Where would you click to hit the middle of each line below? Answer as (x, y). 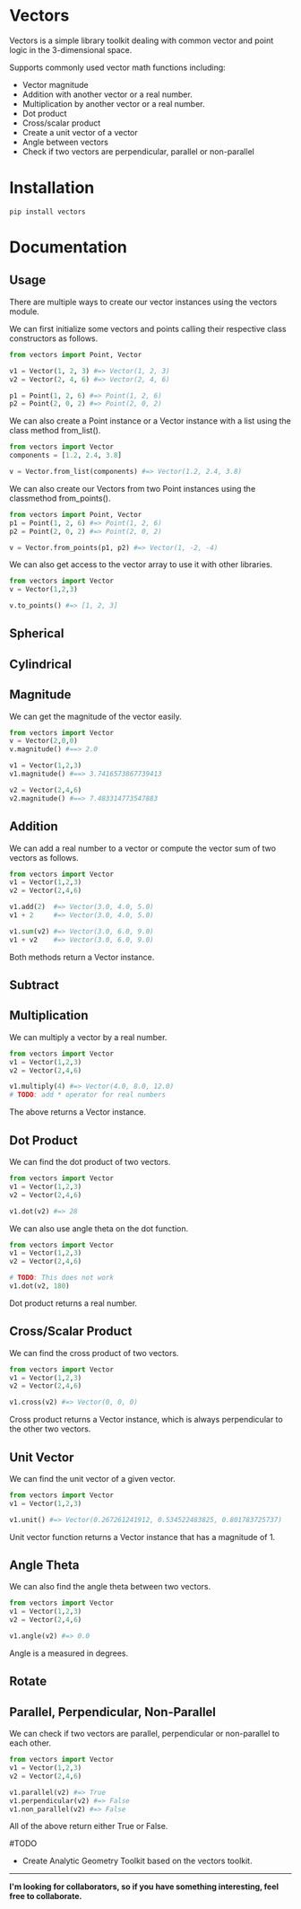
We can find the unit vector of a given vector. (93, 1479)
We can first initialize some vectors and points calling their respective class (148, 328)
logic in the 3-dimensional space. (71, 49)
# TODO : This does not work (62, 1278)
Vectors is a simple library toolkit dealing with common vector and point (142, 40)
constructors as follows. (54, 338)
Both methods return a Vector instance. (82, 957)
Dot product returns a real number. (73, 1303)
